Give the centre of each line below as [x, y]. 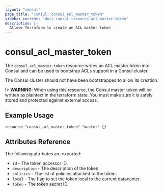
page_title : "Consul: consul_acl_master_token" [55, 14]
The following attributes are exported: [43, 154]
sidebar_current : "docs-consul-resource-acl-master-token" [67, 19]
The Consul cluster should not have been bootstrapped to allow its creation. [82, 80]
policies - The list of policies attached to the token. [64, 173]
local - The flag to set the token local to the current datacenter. [76, 179]
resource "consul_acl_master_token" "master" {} [56, 127]
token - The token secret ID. [40, 184]
